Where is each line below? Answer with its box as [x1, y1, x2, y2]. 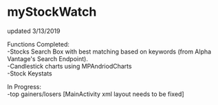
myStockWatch [7, 4, 97, 20]
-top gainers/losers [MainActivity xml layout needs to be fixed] [7, 90, 184, 98]
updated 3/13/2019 [7, 27, 61, 35]
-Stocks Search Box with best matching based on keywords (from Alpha [7, 47, 212, 56]
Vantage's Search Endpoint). [7, 54, 88, 62]
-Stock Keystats [7, 69, 53, 78]
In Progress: [7, 82, 41, 91]
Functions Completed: [7, 40, 70, 48]
